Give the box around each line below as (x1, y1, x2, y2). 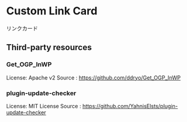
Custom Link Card (6, 4, 98, 18)
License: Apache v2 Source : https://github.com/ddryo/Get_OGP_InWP (6, 74, 181, 81)
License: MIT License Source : (6, 102, 81, 109)
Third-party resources (6, 42, 92, 53)
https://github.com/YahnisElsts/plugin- (82, 102, 179, 109)
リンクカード (6, 25, 38, 32)
